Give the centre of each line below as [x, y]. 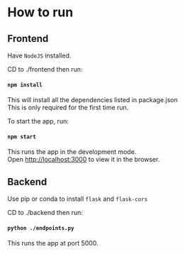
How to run [40, 12]
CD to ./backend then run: [45, 213]
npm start [22, 137]
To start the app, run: [38, 121]
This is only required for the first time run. [68, 108]
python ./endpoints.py [41, 228]
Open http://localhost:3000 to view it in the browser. [84, 160]
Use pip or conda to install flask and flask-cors [78, 199]
